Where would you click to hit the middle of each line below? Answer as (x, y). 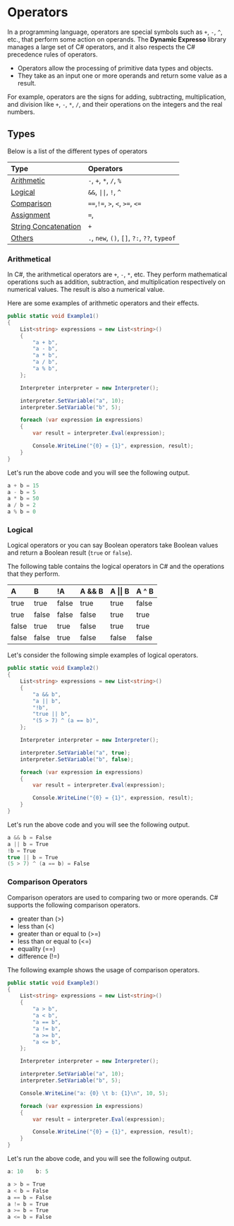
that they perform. (33, 574)
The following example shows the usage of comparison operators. (103, 969)
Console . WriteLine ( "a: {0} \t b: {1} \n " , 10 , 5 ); (94, 1093)
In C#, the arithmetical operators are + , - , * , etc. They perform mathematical (117, 275)
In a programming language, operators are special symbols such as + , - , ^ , (115, 32)
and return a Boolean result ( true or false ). (70, 553)
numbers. (21, 112)
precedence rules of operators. (53, 54)
